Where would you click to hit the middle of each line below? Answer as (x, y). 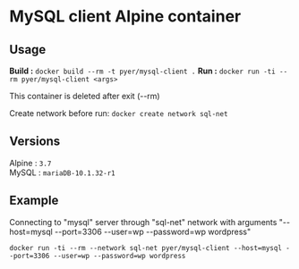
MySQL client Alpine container (125, 17)
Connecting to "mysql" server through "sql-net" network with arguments (143, 222)
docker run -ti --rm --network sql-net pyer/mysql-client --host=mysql (145, 248)
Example (34, 201)
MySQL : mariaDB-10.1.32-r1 (62, 172)
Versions (35, 142)
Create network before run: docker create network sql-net (119, 113)
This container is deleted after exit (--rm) (85, 96)
